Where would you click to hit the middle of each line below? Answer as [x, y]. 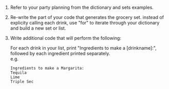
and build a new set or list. [38, 28]
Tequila [18, 73]
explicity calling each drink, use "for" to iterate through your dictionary [85, 23]
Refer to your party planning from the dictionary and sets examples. [82, 7]
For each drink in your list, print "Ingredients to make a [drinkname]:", [83, 48]
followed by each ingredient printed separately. [60, 53]
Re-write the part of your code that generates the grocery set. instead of [87, 17]
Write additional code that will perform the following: [66, 38]
